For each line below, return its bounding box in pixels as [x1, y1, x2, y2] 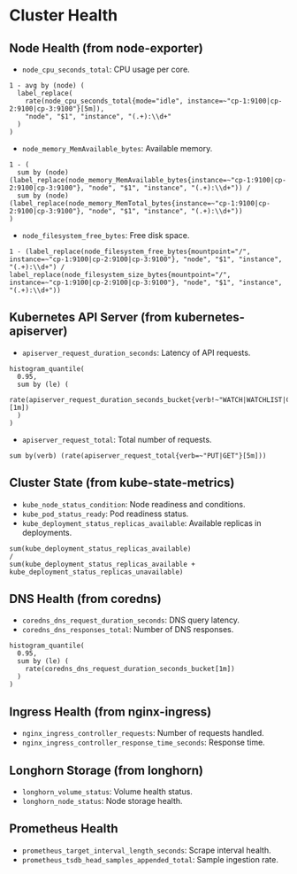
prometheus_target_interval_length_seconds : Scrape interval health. [21, 845, 271, 855]
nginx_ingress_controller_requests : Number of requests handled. [21, 728, 265, 739]
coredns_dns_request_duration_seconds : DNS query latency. [21, 615, 240, 625]
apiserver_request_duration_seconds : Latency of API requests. [21, 347, 251, 358]
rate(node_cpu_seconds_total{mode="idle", [25, 97, 184, 105]
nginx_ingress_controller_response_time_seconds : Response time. [21, 737, 265, 748]
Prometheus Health [9, 821, 118, 837]
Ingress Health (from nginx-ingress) [9, 704, 212, 719]
